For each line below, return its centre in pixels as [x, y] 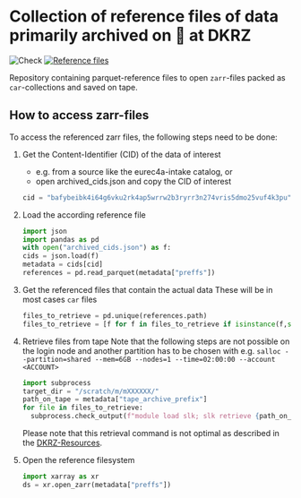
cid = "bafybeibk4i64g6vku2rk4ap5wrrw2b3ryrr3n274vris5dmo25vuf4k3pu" [157, 197]
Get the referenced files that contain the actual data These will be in [147, 289]
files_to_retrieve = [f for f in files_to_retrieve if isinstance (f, [155, 324]
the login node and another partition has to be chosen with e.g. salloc [151, 350]
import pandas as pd [60, 239]
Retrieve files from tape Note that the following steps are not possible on [156, 341]
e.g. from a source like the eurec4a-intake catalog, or [134, 171]
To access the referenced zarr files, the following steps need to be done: [143, 137]
